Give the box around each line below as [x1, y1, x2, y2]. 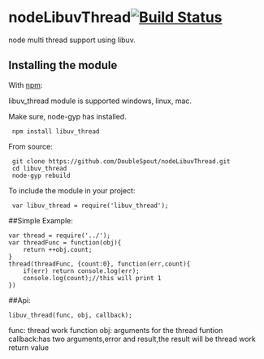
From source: [8, 141, 53, 151]
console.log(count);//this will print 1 [23, 274, 162, 282]
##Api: [8, 295, 31, 305]
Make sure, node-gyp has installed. [8, 111, 128, 121]
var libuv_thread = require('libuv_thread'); [11, 201, 169, 210]
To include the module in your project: [8, 185, 136, 195]
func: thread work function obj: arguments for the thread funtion [8, 325, 223, 335]
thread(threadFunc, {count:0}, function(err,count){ [8, 260, 191, 268]
